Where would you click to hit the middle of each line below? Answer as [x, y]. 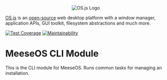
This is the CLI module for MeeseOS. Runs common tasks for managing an [83, 68]
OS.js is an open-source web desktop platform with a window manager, [80, 18]
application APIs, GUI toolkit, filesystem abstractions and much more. [78, 23]
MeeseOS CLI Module [52, 54]
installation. [17, 73]
